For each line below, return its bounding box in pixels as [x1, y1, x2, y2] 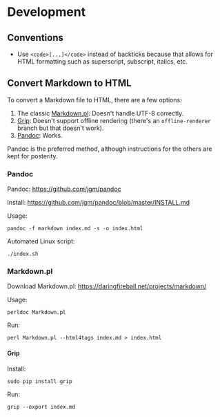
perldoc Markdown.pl [7, 309, 67, 316]
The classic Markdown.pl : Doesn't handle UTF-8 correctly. [17, 109, 184, 118]
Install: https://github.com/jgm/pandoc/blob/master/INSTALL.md [7, 198, 190, 207]
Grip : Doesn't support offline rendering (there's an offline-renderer [17, 116, 212, 124]
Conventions [7, 32, 64, 44]
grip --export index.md [7, 403, 76, 410]
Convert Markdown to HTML [7, 77, 132, 89]
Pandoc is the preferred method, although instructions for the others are [7, 145, 212, 153]
